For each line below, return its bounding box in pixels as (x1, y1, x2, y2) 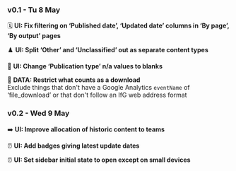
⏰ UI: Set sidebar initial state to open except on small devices (7, 155, 191, 164)
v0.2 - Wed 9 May (7, 108, 70, 118)
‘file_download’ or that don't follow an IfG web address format (7, 90, 187, 100)
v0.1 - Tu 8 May (7, 5, 61, 15)
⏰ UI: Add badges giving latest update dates (7, 141, 140, 150)
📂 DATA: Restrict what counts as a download (7, 76, 141, 84)
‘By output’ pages (7, 32, 61, 40)
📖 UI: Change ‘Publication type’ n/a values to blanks (7, 62, 163, 71)
